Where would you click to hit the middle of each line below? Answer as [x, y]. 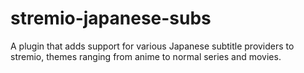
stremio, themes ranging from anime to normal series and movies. [146, 56]
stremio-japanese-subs [111, 18]
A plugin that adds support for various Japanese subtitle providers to [152, 46]
